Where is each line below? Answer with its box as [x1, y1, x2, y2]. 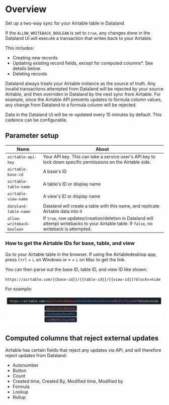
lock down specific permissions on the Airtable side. [43, 159, 151, 165]
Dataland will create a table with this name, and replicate [43, 202, 160, 209]
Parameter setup [5, 132, 59, 140]
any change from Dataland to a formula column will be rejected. [5, 102, 137, 108]
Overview [5, 4, 47, 15]
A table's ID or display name [43, 181, 101, 187]
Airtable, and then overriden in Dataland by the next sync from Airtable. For [5, 91, 161, 97]
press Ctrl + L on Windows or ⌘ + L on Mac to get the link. [5, 256, 126, 262]
